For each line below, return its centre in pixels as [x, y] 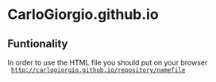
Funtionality [38, 44]
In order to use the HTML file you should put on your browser [108, 62]
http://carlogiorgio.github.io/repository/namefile [98, 70]
